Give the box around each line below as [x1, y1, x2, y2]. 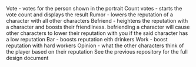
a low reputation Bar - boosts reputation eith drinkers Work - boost [6, 36, 168, 43]
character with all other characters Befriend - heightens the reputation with [6, 17, 188, 24]
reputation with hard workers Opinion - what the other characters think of [6, 42, 184, 49]
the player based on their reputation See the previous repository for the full [6, 48, 188, 55]
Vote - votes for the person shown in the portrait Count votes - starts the [6, 5, 182, 12]
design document [6, 55, 49, 61]
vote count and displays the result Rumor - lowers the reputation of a [6, 11, 174, 18]
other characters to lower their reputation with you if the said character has [6, 30, 188, 37]
